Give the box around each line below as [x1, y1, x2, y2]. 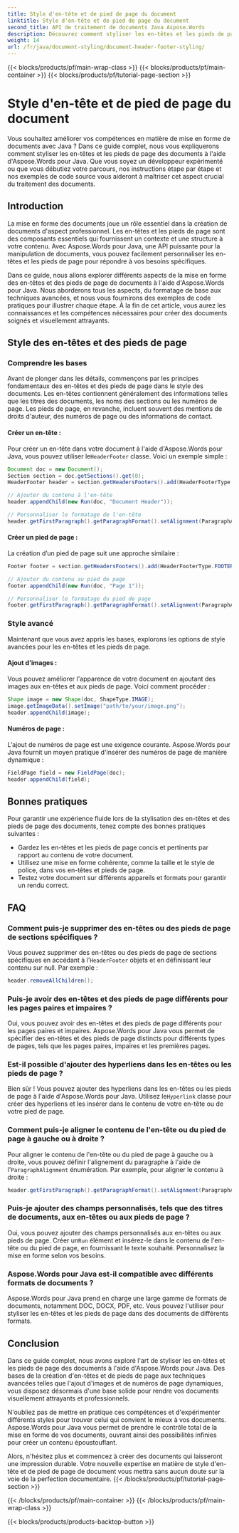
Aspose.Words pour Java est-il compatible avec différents [7, 1269, 213, 1279]
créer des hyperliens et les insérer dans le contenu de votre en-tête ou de [7, 1099, 224, 1108]
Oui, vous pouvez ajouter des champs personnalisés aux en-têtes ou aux [7, 1228, 221, 1237]
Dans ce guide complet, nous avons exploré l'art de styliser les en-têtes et [7, 1356, 225, 1364]
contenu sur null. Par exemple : [7, 963, 98, 972]
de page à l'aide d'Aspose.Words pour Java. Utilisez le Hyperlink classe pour [7, 1092, 232, 1101]
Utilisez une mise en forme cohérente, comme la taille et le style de [17, 859, 215, 867]
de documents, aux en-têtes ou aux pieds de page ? [7, 1212, 190, 1222]
